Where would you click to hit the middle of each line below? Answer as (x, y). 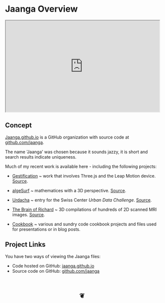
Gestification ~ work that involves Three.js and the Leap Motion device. (84, 176)
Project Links (25, 245)
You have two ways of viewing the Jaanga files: (53, 256)
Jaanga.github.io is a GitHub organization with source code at (67, 137)
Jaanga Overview (41, 9)
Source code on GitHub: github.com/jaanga (56, 271)
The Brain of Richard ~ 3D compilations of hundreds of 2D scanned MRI (84, 209)
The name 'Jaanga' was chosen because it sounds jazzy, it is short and (76, 152)
